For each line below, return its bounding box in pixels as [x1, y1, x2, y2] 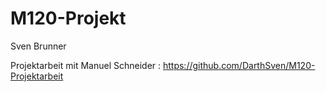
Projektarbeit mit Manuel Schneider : [10, 59, 162, 71]
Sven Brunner [10, 40, 67, 52]
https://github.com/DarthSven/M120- [162, 59, 316, 71]
